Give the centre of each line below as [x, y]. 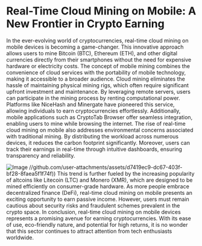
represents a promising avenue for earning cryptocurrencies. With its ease [99, 218]
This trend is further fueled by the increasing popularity [126, 173]
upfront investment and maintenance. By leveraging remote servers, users [99, 91]
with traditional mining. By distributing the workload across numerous [93, 136]
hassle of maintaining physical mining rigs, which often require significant [97, 85]
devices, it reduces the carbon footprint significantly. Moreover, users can [98, 143]
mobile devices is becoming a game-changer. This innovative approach [95, 47]
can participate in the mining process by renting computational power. [93, 98]
